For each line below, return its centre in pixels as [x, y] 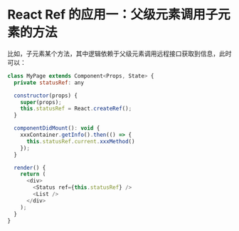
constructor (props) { [46, 96]
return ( [33, 174]
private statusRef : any [49, 83]
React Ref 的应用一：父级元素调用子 [113, 15]
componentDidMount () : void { [57, 128]
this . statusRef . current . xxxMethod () [80, 141]
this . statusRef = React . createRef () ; [76, 109]
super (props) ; [41, 102]
